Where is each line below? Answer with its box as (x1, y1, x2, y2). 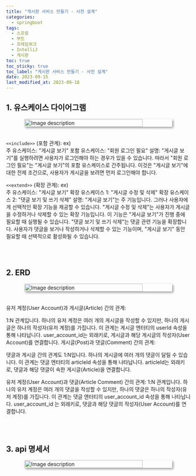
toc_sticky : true (6, 63, 49, 69)
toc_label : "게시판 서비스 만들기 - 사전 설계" (6, 69, 108, 75)
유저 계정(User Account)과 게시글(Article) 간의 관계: (6, 304, 126, 311)
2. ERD (6, 268, 31, 278)
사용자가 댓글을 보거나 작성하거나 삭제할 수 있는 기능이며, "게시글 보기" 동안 (13, 225, 185, 232)
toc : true (6, 58, 30, 63)
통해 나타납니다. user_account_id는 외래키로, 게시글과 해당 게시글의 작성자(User (6, 331, 190, 338)
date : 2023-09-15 (6, 74, 49, 80)
